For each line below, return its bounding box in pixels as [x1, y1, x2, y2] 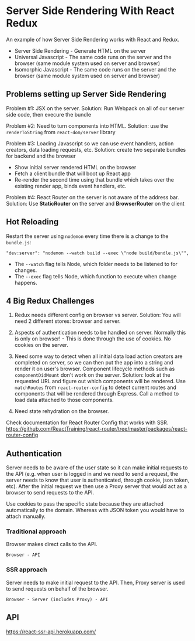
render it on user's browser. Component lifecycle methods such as [14, 365, 175, 373]
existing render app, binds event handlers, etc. [14, 182, 127, 189]
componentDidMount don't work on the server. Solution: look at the [14, 371, 170, 379]
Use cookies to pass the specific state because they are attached [6, 500, 163, 507]
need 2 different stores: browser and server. [14, 318, 121, 325]
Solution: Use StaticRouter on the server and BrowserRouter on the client [6, 200, 185, 207]
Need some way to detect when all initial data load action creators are [14, 353, 183, 360]
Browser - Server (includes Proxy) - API [6, 596, 109, 602]
